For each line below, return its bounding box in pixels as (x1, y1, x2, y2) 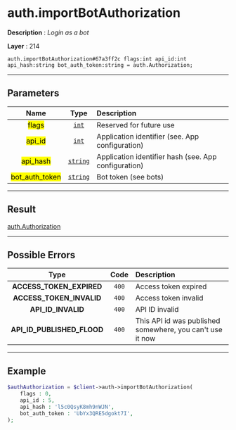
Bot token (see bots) (96, 172, 164, 182)
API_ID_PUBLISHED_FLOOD (11, 325, 104, 335)
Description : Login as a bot (7, 28, 89, 37)
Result (7, 203, 37, 215)
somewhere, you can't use (135, 325, 223, 335)
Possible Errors (7, 248, 76, 261)
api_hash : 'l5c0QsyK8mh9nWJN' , (20, 403, 114, 410)
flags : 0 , (20, 391, 52, 398)
